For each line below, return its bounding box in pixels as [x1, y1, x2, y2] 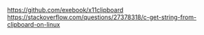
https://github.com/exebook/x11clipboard [7, 6, 124, 14]
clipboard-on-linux [7, 21, 61, 28]
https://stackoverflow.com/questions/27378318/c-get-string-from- [7, 13, 197, 21]
